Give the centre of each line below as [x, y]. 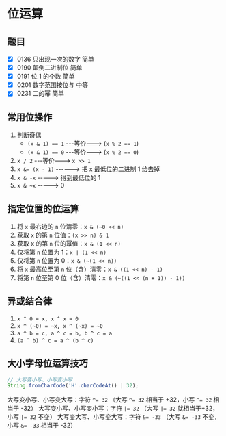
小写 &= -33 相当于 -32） [42, 426]
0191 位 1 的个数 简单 [46, 77]
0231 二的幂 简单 [41, 94]
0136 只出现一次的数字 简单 [55, 59]
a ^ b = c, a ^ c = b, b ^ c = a [65, 333]
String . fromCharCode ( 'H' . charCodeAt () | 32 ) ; [73, 386]
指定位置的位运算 [43, 208]
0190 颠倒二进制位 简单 [50, 68]
